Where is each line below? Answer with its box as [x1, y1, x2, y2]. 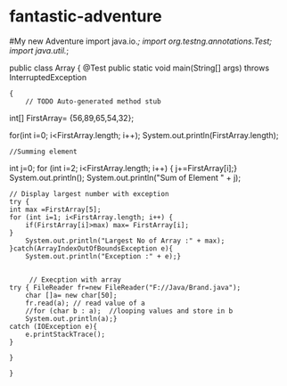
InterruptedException [9, 71, 87, 82]
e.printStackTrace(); [25, 330, 105, 339]
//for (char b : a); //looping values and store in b [25, 306, 234, 316]
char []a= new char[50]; [25, 291, 118, 300]
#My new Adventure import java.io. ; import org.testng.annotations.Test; [9, 36, 273, 46]
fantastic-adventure [9, 6, 162, 27]
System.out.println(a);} [25, 314, 118, 323]
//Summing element [9, 147, 78, 156]
